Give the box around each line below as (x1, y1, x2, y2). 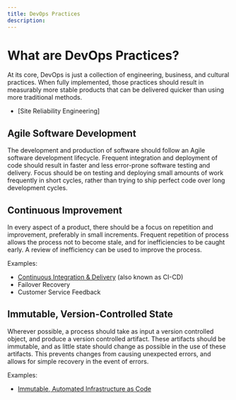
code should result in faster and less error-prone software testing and (7, 161, 211, 170)
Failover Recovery (17, 281, 71, 289)
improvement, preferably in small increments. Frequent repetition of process (7, 230, 230, 239)
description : (7, 17, 46, 24)
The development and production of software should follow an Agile (7, 146, 206, 155)
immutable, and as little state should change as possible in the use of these (7, 342, 226, 351)
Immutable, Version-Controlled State (7, 308, 173, 320)
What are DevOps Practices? (7, 47, 179, 64)
